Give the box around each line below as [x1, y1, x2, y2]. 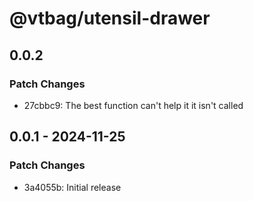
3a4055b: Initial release [23, 181, 122, 193]
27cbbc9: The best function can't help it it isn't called [23, 99, 244, 111]
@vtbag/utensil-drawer [9, 7, 211, 30]
